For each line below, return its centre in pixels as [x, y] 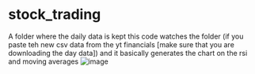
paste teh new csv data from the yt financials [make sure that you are [122, 44]
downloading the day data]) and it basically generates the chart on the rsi [128, 53]
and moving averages [44, 61]
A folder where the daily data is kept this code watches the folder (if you [126, 36]
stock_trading [55, 15]
